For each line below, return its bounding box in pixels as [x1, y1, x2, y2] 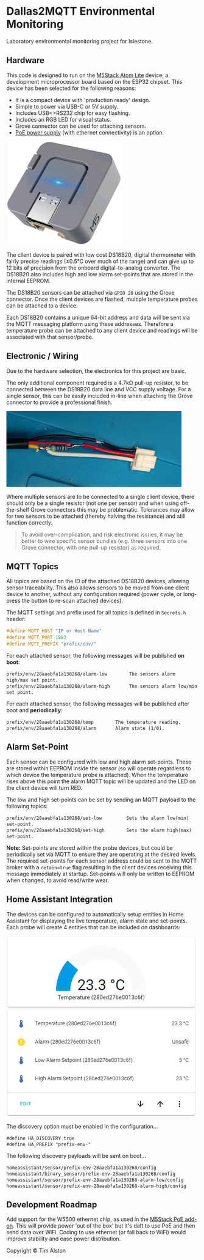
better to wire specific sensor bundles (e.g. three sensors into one [21, 537, 188, 545]
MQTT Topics [6, 561, 59, 572]
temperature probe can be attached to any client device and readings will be [6, 326, 198, 334]
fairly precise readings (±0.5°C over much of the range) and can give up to [6, 257, 194, 265]
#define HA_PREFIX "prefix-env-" [6, 1141, 91, 1148]
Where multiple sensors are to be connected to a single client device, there [6, 493, 195, 500]
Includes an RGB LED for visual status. [15, 116, 111, 123]
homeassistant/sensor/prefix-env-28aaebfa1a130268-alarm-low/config [6, 1177, 184, 1183]
